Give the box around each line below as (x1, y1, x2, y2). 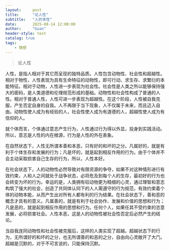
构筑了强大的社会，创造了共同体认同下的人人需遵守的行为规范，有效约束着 (5, 185, 160, 191)
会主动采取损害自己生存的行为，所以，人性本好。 (5, 155, 107, 161)
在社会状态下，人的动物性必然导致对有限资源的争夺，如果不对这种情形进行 (5, 166, 160, 172)
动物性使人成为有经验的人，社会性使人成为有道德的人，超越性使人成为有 (14, 109, 165, 115)
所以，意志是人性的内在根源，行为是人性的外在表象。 (5, 132, 116, 138)
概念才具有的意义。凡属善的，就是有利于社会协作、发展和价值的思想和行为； (5, 198, 165, 204)
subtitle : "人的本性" (5, 17, 52, 22)
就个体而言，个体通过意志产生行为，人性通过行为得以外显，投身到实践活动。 (5, 125, 165, 132)
